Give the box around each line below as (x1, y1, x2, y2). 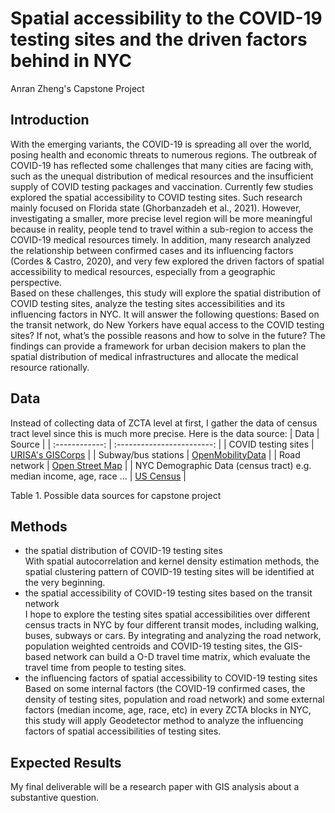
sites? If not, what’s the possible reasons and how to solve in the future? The (10, 329, 326, 341)
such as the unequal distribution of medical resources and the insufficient (10, 170, 314, 182)
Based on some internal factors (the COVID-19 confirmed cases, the (24, 683, 306, 695)
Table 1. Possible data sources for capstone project (10, 489, 222, 501)
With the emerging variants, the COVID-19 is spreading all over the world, (10, 138, 312, 150)
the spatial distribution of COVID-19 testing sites (24, 545, 223, 557)
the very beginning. (24, 577, 106, 589)
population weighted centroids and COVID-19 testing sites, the (24, 640, 282, 652)
